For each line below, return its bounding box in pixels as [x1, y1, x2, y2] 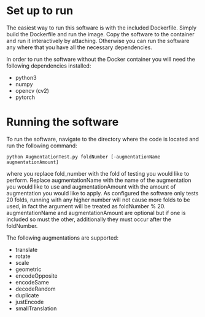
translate [15, 246, 38, 253]
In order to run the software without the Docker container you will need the [6, 55, 195, 63]
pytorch [15, 93, 36, 101]
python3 [15, 74, 37, 81]
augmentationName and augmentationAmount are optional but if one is [6, 209, 186, 216]
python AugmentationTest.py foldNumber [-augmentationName [6, 154, 161, 160]
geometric [15, 265, 42, 273]
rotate [15, 252, 31, 260]
